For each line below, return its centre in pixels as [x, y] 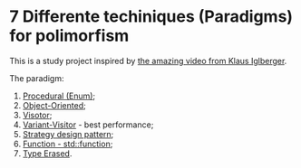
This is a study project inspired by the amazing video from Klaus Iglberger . [148, 61]
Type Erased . [47, 153]
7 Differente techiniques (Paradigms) [151, 17]
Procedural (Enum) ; [59, 96]
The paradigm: [37, 78]
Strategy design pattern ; [68, 134]
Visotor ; [37, 115]
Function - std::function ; [68, 144]
